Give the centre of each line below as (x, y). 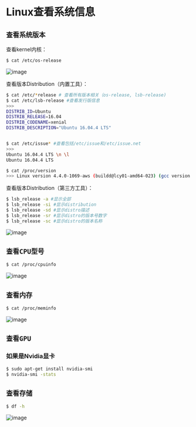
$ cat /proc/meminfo (31, 308)
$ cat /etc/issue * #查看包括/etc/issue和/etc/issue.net (74, 144)
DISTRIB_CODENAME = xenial (36, 122)
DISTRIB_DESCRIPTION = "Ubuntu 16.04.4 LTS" (59, 128)
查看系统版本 (26, 35)
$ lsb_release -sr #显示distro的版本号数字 (57, 215)
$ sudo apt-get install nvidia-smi (50, 369)
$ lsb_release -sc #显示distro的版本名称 (54, 221)
